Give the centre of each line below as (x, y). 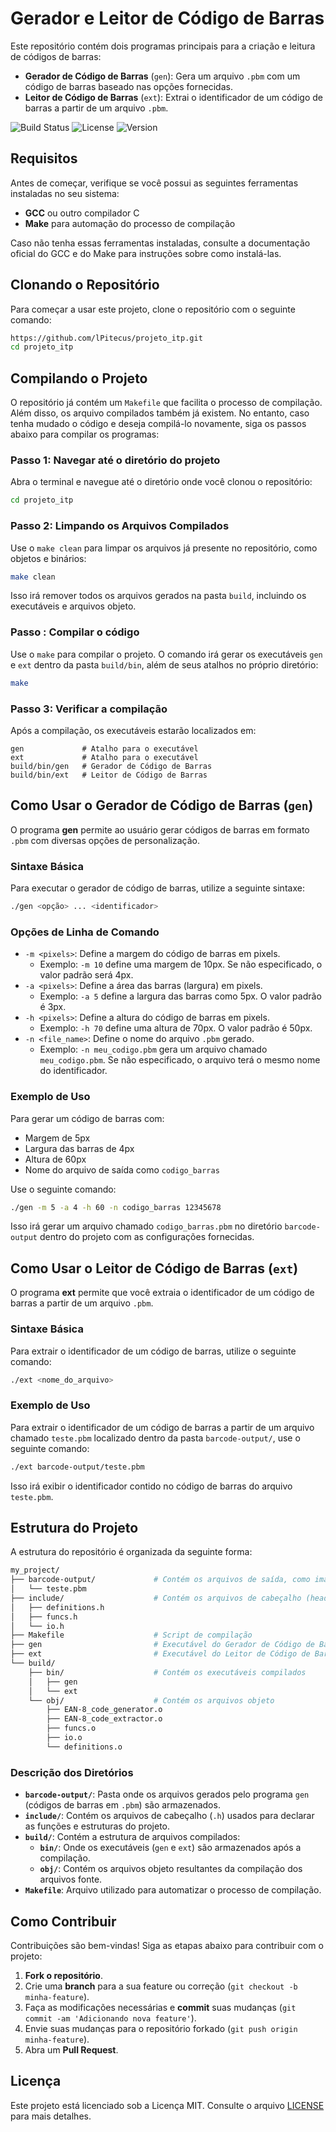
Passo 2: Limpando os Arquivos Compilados (120, 526)
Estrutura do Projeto (74, 1527)
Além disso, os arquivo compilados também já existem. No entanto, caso (160, 413)
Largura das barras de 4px (79, 1148)
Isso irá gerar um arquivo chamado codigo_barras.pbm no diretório (146, 1226)
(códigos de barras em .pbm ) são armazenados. (122, 1805)
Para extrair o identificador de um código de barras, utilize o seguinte (153, 1351)
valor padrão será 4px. (86, 975)
